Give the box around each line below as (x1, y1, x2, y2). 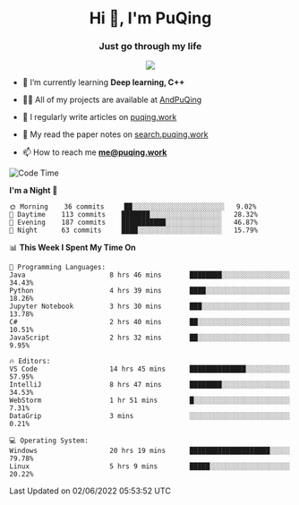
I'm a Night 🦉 (9, 185, 58, 196)
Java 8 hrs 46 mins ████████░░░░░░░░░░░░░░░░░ (9, 270, 291, 280)
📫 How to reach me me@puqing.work (21, 147, 167, 158)
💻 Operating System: (9, 436, 90, 446)
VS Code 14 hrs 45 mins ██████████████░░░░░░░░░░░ (9, 364, 291, 374)
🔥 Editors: (9, 357, 51, 366)
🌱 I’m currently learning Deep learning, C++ (21, 77, 185, 88)
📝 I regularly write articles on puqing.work (21, 112, 177, 123)
